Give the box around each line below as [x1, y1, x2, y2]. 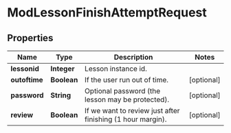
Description [113, 53, 153, 62]
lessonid [10, 64, 39, 73]
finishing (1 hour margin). [85, 114, 167, 124]
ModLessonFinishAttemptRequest [7, 5, 208, 21]
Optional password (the [85, 86, 161, 95]
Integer [50, 64, 75, 73]
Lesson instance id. [85, 64, 148, 73]
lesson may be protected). [85, 95, 170, 104]
